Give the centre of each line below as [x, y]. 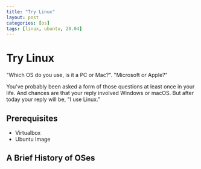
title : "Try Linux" [31, 12]
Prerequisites [32, 118]
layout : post [23, 17]
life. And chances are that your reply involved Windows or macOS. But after [100, 93]
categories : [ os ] [28, 23]
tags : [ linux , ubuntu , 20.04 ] [44, 29]
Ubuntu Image [33, 139]
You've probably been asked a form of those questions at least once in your [101, 87]
